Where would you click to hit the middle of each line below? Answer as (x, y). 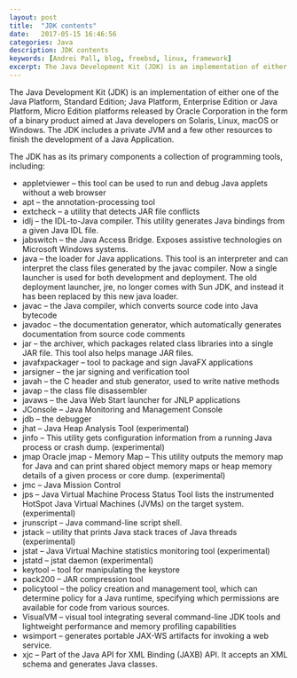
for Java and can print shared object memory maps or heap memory (147, 466)
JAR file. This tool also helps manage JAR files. (108, 352)
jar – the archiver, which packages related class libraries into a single (148, 343)
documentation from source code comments (104, 334)
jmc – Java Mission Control (71, 485)
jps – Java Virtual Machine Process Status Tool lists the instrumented (148, 494)
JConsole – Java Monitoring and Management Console (122, 409)
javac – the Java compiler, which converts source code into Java (140, 305)
